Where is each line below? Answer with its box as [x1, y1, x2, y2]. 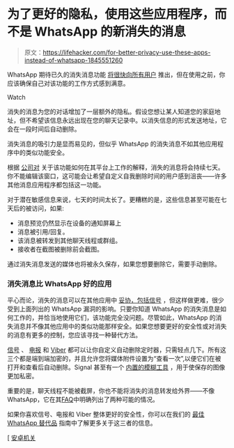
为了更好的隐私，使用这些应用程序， [7, 6, 215, 22]
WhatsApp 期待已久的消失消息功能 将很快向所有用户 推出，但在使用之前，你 [7, 70, 226, 79]
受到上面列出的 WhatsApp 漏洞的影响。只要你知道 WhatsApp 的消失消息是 [7, 304, 221, 314]
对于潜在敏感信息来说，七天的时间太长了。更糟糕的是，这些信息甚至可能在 [7, 195, 221, 203]
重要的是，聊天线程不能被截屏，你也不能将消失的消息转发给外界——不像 [7, 387, 214, 395]
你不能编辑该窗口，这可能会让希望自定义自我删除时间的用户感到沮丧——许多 [7, 171, 227, 180]
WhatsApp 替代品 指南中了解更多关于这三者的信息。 [7, 419, 157, 427]
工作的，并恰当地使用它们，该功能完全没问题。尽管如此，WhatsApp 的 [13, 314, 216, 322]
